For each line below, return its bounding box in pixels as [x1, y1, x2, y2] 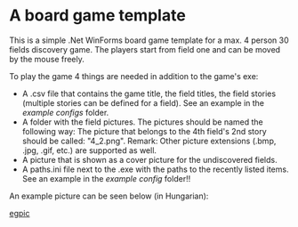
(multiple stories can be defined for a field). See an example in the [21, 97, 265, 108]
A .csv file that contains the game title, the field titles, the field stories [21, 88, 277, 99]
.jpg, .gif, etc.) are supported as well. [21, 144, 157, 156]
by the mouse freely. [9, 53, 85, 64]
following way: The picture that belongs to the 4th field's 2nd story [21, 126, 267, 136]
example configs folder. [21, 107, 109, 118]
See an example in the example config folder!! [21, 173, 191, 183]
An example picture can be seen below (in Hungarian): [9, 191, 209, 201]
